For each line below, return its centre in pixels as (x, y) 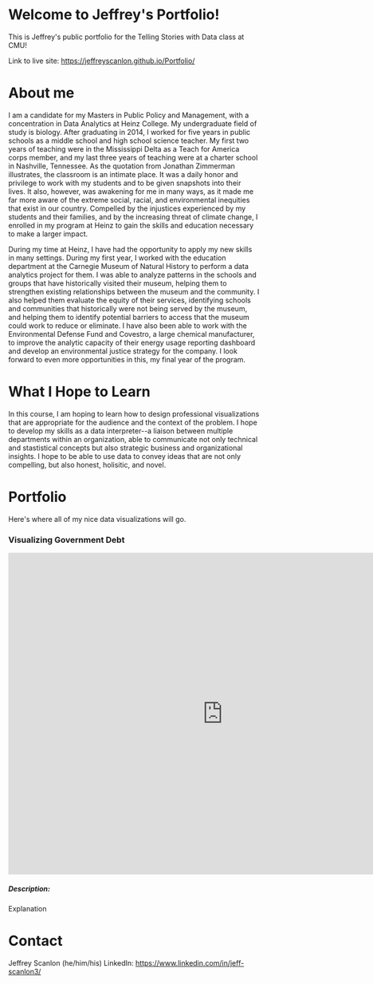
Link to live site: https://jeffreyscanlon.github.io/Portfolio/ (102, 61)
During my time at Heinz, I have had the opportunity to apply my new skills (130, 249)
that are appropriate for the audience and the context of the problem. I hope (133, 422)
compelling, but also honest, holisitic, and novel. (87, 464)
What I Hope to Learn (80, 392)
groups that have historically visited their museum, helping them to (118, 283)
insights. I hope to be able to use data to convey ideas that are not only (125, 456)
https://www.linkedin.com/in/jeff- (190, 962)
